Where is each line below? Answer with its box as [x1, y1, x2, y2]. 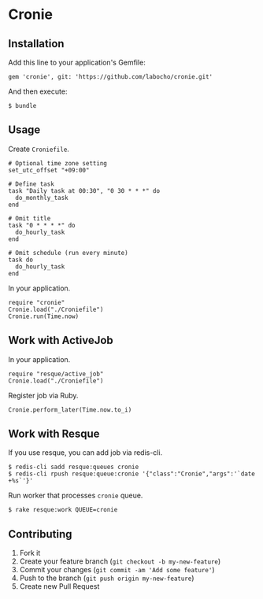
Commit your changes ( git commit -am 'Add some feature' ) [19, 565, 215, 575]
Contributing [8, 527, 72, 541]
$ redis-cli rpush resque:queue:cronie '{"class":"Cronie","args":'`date [8, 470, 256, 478]
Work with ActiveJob [8, 334, 114, 347]
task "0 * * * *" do [8, 221, 76, 229]
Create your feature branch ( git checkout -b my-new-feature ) [19, 556, 221, 566]
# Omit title [8, 214, 51, 222]
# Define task [8, 179, 55, 188]
